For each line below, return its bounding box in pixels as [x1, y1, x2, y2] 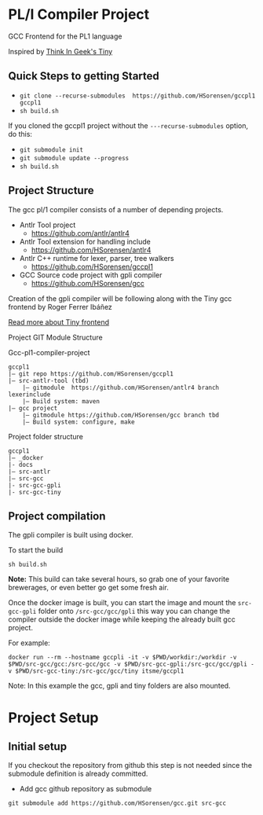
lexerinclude [8, 391, 51, 398]
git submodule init [19, 145, 84, 154]
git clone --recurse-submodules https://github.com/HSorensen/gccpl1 [19, 92, 256, 100]
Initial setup [8, 740, 68, 753]
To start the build [8, 545, 64, 555]
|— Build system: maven [22, 397, 100, 406]
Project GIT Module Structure [8, 332, 104, 342]
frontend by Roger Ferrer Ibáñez [8, 302, 112, 311]
